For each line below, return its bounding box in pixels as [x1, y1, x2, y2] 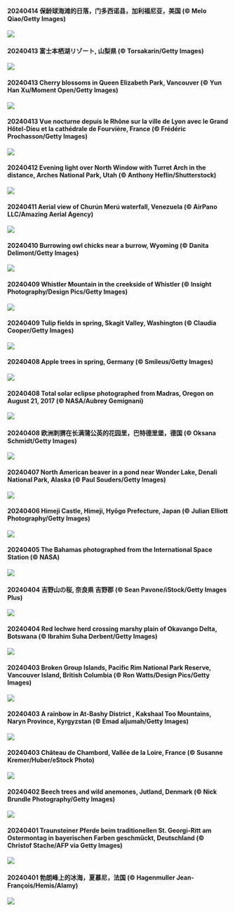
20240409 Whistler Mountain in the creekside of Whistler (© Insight [7, 280, 212, 289]
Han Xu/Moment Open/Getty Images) [7, 86, 119, 94]
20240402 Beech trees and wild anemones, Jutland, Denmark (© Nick [7, 787, 217, 796]
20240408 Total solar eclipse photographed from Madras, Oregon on [7, 389, 214, 397]
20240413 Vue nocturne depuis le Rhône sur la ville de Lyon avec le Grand [7, 117, 228, 126]
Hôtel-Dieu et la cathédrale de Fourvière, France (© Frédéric [7, 125, 187, 133]
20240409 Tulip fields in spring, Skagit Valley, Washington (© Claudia [7, 319, 217, 327]
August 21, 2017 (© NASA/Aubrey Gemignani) [7, 396, 144, 405]
